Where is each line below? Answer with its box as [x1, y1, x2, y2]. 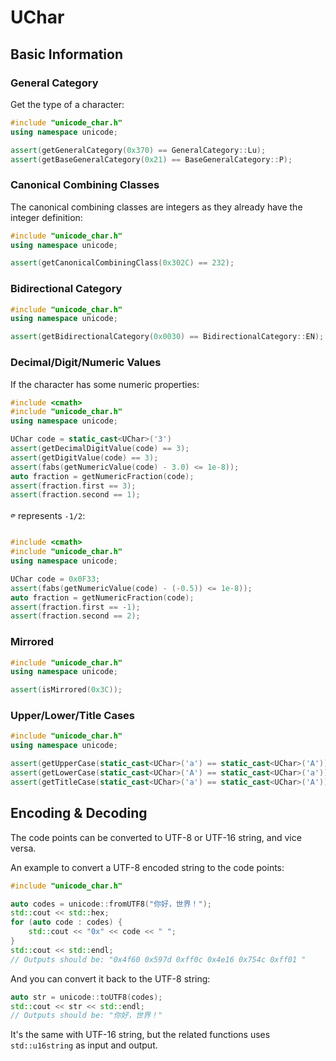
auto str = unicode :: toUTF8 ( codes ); [10, 992, 163, 1002]
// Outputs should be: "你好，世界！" [10, 1011, 163, 1021]
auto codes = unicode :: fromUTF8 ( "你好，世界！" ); [10, 899, 212, 909]
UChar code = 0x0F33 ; [10, 574, 101, 584]
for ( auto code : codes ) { [10, 917, 123, 928]
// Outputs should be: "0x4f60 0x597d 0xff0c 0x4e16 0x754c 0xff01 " [10, 954, 307, 965]
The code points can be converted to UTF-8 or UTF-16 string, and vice [10, 831, 302, 843]
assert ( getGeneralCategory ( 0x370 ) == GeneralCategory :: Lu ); [10, 145, 267, 155]
